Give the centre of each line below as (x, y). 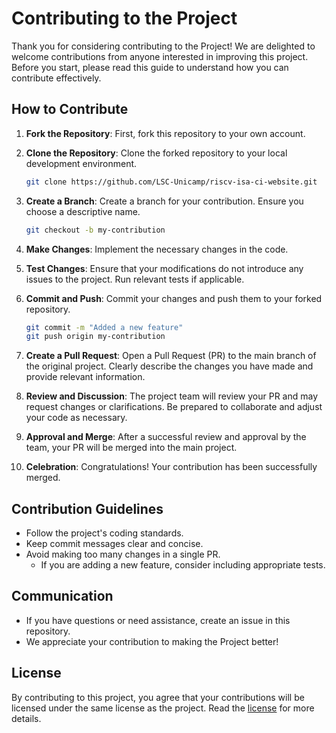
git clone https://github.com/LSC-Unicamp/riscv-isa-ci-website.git (171, 182)
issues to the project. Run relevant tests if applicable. (135, 279)
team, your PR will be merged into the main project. (131, 448)
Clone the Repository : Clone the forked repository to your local (156, 153)
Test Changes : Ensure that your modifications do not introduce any (164, 268)
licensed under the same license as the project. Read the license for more (163, 708)
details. (26, 718)
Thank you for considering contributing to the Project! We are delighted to (163, 46)
